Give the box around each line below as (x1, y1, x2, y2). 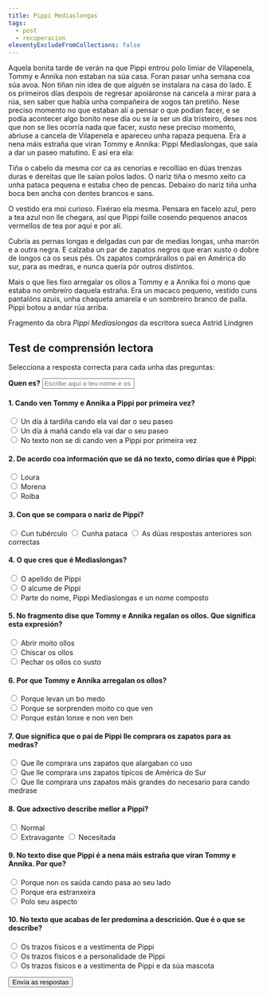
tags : (8, 19, 26, 27)
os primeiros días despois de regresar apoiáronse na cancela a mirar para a (8, 88, 257, 98)
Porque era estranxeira (20, 887, 96, 896)
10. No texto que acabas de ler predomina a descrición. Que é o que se (8, 915, 245, 924)
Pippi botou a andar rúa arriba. (8, 303, 109, 312)
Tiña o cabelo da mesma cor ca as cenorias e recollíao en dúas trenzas (8, 163, 242, 173)
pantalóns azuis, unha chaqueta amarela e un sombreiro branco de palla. (8, 294, 248, 304)
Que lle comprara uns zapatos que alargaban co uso (20, 759, 193, 768)
